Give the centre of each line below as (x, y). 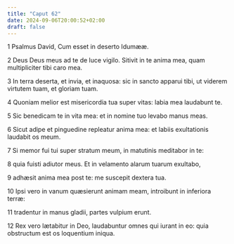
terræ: (17, 199)
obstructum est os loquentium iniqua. (61, 233)
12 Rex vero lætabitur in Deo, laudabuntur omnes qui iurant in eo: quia (108, 226)
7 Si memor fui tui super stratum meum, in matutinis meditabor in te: (106, 151)
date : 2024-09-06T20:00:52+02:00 (56, 20)
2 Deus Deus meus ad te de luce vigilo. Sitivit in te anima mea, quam (106, 60)
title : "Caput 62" (34, 14)
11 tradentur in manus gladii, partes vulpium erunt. (79, 212)
